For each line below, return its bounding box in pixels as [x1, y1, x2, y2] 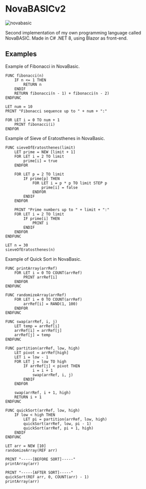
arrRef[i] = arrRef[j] [14, 328, 62, 333]
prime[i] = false [41, 185, 78, 190]
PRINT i [32, 220, 49, 226]
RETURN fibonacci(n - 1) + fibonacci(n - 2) [14, 91, 110, 96]
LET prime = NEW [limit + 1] [14, 149, 76, 155]
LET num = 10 [5, 104, 33, 109]
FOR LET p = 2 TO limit [14, 171, 65, 177]
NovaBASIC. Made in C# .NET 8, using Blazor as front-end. [5, 35, 128, 41]
